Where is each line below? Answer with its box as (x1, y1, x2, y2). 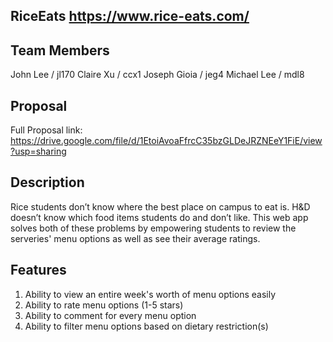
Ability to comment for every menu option (24, 309, 197, 321)
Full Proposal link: (10, 124, 83, 136)
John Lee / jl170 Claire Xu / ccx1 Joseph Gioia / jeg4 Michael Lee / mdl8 (10, 69, 305, 81)
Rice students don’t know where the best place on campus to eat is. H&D (10, 200, 311, 213)
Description (10, 174, 85, 191)
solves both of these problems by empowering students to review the (10, 222, 297, 234)
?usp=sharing (10, 145, 67, 158)
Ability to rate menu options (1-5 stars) (24, 299, 184, 311)
